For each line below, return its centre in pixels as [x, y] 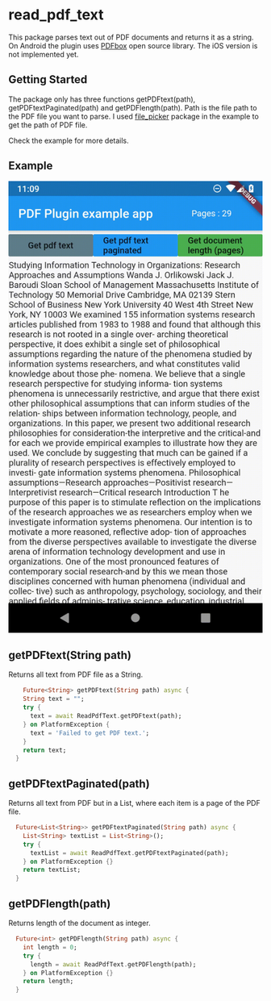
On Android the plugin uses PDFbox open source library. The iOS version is [133, 45]
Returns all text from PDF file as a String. [76, 674]
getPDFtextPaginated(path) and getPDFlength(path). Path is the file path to [133, 107]
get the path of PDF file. [48, 125]
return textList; [52, 870]
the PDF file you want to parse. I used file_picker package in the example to [134, 116]
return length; [48, 982]
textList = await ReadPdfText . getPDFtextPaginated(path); [129, 853]
